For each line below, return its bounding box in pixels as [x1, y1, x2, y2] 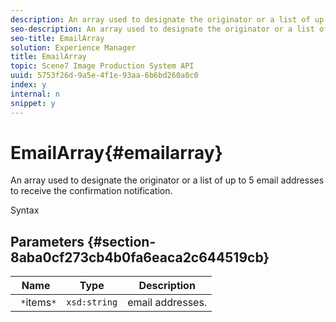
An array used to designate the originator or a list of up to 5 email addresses [10, 174, 325, 186]
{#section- [86, 233, 157, 250]
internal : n [10, 89, 60, 99]
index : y [10, 80, 47, 90]
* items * [20, 296, 57, 310]
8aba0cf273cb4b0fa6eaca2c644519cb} [10, 249, 270, 266]
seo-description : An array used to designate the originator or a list [10, 24, 315, 34]
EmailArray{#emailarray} [10, 141, 223, 164]
